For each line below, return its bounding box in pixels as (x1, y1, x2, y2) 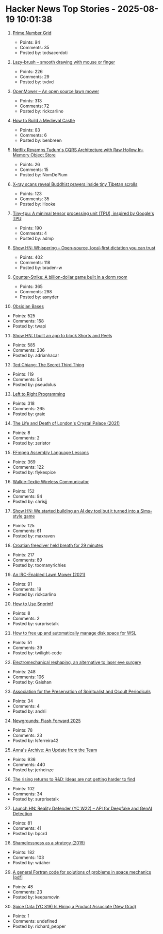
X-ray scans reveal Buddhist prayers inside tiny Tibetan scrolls (12, 181, 138, 187)
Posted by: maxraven (12, 533, 55, 539)
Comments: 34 (12, 791, 43, 797)
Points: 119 (12, 371, 34, 377)
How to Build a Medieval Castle (12, 117, 75, 123)
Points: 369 (12, 459, 36, 465)
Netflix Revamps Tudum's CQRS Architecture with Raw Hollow (12, 147, 137, 152)
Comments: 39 (12, 645, 43, 650)
